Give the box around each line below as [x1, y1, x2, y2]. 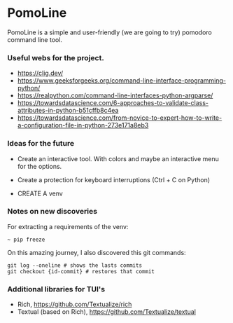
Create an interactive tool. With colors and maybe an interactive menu [17, 154, 219, 163]
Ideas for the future [7, 139, 75, 149]
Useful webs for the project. [7, 53, 105, 62]
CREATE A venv [17, 189, 63, 198]
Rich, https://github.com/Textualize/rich [17, 300, 132, 309]
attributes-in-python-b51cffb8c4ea [17, 106, 119, 115]
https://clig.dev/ [17, 69, 64, 78]
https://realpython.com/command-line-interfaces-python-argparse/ [17, 91, 213, 99]
